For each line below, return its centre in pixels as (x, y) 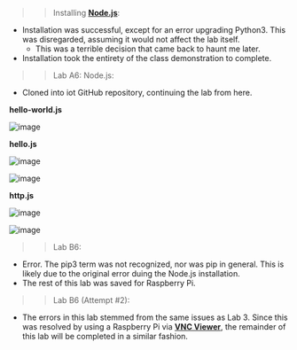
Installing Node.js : (86, 13)
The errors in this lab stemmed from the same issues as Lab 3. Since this (155, 317)
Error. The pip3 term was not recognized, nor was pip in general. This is (153, 264)
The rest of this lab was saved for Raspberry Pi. (109, 283)
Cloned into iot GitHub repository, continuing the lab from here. (137, 93)
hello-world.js (35, 109)
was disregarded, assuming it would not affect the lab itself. (131, 39)
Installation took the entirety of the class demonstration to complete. (147, 58)
